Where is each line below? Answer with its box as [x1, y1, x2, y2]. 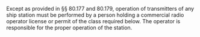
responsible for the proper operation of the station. [6, 24, 133, 31]
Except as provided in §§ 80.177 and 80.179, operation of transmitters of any [6, 5, 195, 12]
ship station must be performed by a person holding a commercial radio [6, 11, 184, 18]
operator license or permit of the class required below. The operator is [6, 18, 181, 24]
